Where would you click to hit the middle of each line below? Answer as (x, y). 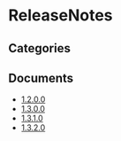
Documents (41, 78)
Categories (40, 48)
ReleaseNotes (60, 16)
